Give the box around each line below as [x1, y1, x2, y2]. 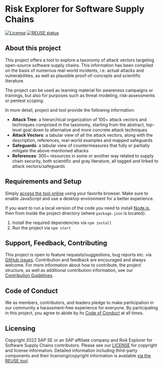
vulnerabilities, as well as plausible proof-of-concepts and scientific [5, 72, 141, 79]
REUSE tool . [5, 358, 29, 364]
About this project [5, 44, 61, 52]
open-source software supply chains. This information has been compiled [5, 62, 153, 68]
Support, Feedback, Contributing [5, 239, 108, 247]
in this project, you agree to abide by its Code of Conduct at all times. [5, 310, 144, 316]
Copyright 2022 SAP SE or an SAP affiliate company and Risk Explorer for [5, 337, 153, 343]
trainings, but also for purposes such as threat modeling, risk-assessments [5, 92, 155, 98]
